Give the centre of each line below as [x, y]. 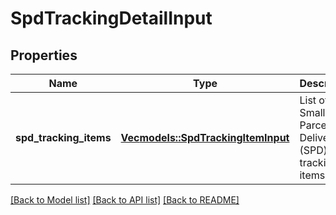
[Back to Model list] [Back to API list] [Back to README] [125, 200]
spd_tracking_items [63, 137]
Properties [44, 55]
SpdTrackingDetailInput [111, 18]
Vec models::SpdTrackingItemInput [205, 137]
